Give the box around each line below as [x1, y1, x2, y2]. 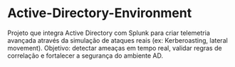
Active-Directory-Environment [7, 5, 192, 21]
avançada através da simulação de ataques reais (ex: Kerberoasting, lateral [7, 36, 228, 44]
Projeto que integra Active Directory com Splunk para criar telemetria [7, 29, 210, 37]
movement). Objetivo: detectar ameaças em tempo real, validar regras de [7, 43, 222, 52]
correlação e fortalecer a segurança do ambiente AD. [7, 51, 164, 60]
